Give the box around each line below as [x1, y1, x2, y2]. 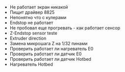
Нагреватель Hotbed [9, 61, 53, 67]
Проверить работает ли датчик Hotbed [9, 56, 92, 62]
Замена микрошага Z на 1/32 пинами [9, 41, 88, 46]
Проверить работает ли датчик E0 [9, 51, 82, 57]
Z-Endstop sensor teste [9, 30, 57, 36]
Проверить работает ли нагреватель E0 [9, 46, 94, 51]
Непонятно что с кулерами [9, 15, 67, 20]
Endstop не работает [9, 20, 53, 25]
